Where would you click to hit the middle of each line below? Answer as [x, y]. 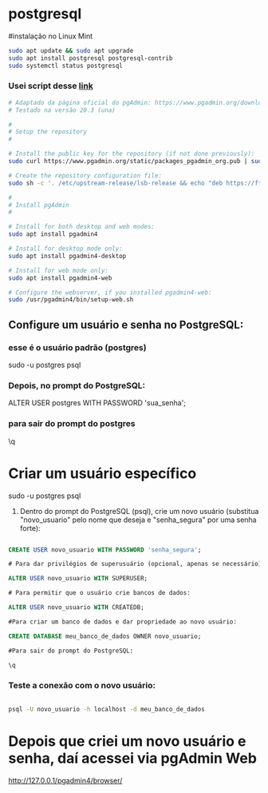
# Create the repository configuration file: [85, 175]
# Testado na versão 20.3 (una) [62, 110]
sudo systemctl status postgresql [66, 66]
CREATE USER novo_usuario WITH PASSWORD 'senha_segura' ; [105, 550]
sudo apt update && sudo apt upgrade [71, 50]
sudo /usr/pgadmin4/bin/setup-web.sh [71, 300]
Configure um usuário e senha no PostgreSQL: [126, 325]
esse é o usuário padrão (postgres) [77, 347]
